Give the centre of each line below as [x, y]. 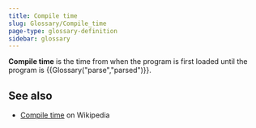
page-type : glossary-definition [63, 31]
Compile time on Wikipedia [65, 115]
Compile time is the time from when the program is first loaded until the [128, 62]
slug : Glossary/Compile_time [58, 23]
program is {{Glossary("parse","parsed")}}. [80, 70]
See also [30, 95]
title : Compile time [43, 16]
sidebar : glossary [39, 38]
